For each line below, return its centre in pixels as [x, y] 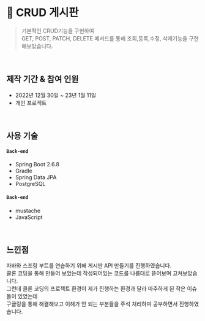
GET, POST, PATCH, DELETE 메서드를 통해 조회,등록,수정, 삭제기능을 [104, 38]
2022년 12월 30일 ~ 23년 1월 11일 [56, 95]
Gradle [24, 171]
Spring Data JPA [36, 177]
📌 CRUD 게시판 [43, 13]
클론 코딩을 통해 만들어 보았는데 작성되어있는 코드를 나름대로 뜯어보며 [89, 273]
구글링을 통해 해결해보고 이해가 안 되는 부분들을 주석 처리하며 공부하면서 [92, 304]
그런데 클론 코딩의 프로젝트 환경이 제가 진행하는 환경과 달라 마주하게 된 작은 [96, 288]
